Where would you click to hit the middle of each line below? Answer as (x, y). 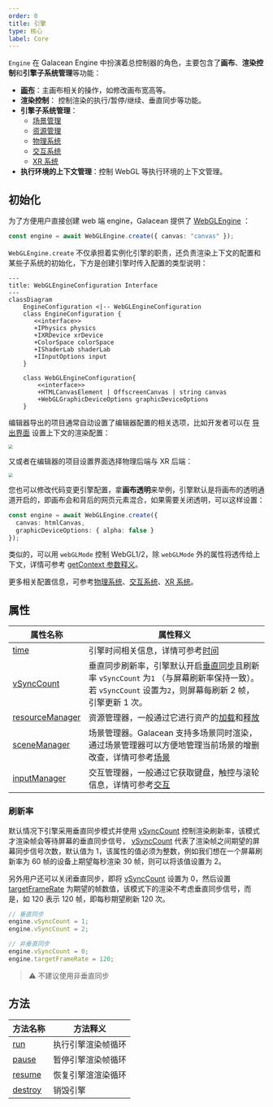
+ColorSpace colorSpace (74, 342)
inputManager (39, 778)
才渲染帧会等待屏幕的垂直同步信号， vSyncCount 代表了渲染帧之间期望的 (131, 841)
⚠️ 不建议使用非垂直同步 (69, 975)
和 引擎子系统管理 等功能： (58, 73)
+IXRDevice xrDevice (69, 335)
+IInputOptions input (70, 356)
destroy (27, 1089)
